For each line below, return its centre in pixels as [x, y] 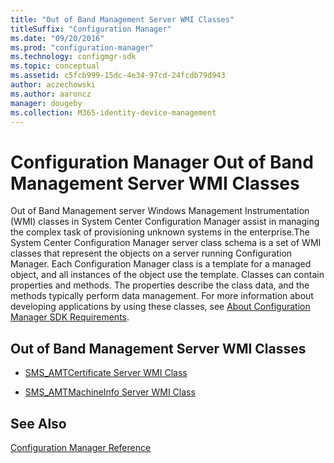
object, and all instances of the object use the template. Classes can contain [167, 275]
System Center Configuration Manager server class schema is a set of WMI [166, 243]
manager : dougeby [46, 103]
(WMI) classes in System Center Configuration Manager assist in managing [165, 222]
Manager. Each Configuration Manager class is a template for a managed [161, 264]
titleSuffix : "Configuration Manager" [91, 29]
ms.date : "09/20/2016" [57, 38]
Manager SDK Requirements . [70, 317]
